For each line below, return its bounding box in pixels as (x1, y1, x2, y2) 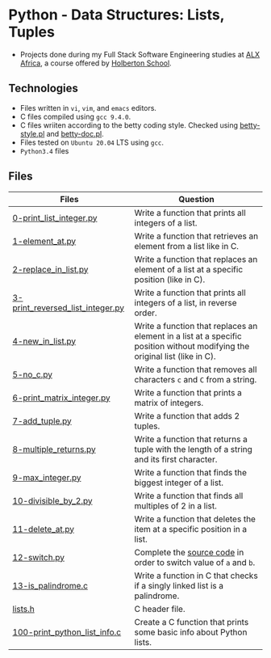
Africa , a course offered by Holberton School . (19, 58, 172, 68)
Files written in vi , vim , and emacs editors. (19, 103, 157, 112)
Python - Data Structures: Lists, (8, 6, 224, 24)
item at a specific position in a (134, 523, 248, 534)
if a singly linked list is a (134, 580, 224, 591)
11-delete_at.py (12, 523, 75, 534)
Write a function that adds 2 (134, 410, 240, 421)
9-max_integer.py (12, 471, 81, 483)
